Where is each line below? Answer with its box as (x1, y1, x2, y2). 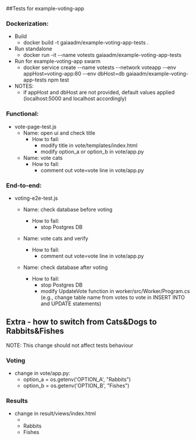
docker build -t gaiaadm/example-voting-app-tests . (23, 39, 149, 46)
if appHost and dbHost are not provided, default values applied (23, 89, 175, 96)
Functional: (6, 110, 39, 118)
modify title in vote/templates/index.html (40, 142, 138, 149)
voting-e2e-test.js (14, 195, 58, 202)
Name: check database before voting (23, 206, 113, 213)
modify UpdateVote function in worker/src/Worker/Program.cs (40, 287, 190, 295)
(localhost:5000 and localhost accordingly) (23, 95, 127, 102)
